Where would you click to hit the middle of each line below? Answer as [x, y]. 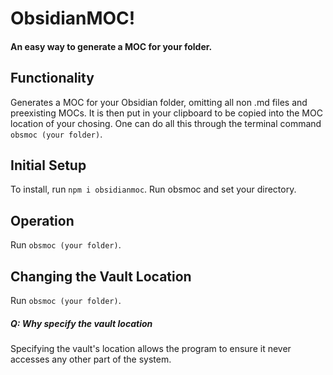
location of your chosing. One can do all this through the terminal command [166, 123]
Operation [42, 220]
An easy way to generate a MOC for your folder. [111, 46]
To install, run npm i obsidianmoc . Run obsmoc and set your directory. [153, 189]
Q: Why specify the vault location [81, 323]
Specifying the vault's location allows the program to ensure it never [151, 348]
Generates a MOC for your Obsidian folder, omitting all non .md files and [159, 102]
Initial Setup [48, 165]
